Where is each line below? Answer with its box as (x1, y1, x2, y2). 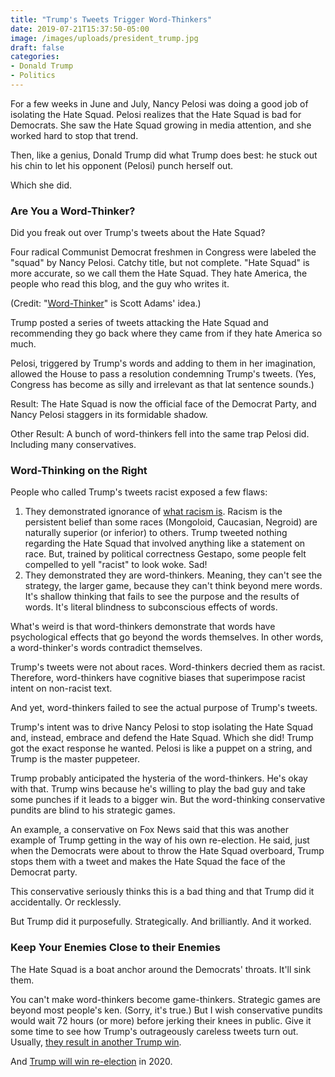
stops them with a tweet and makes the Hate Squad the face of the (10, 856, 286, 868)
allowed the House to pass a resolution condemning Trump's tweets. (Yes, (10, 368, 317, 380)
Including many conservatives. (10, 439, 137, 451)
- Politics (10, 71, 56, 81)
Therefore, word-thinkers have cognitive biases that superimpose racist (10, 672, 306, 684)
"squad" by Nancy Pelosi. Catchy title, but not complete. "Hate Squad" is (10, 257, 310, 269)
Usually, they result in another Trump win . (10, 1036, 182, 1048)
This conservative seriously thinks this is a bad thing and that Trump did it (10, 886, 315, 898)
